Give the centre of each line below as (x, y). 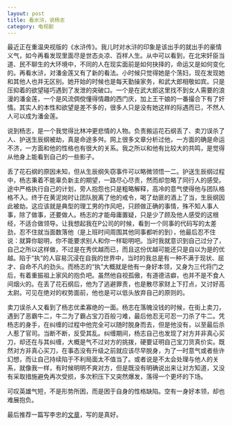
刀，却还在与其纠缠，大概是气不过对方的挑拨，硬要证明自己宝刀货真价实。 (113, 342)
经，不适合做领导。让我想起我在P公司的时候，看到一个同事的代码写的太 (109, 224)
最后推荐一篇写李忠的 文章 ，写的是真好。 (65, 415)
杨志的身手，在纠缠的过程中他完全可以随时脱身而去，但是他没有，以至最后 (113, 325)
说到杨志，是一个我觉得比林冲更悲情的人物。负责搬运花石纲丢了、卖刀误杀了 (116, 131)
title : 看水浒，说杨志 (36, 20)
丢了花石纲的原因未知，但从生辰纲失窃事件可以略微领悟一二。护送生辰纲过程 (116, 172)
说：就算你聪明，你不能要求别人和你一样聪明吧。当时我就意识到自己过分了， (116, 241)
